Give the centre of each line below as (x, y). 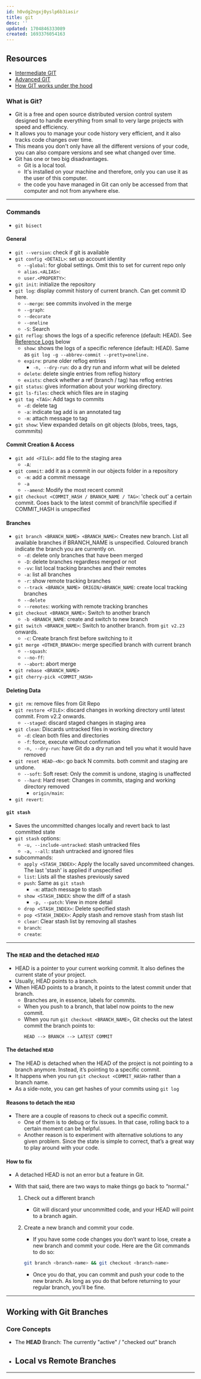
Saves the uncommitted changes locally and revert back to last (92, 825)
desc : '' (17, 23)
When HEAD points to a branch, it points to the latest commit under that (103, 987)
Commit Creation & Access (40, 444)
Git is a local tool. (45, 165)
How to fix (19, 1161)
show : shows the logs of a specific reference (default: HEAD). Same (106, 348)
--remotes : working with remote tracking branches (86, 607)
